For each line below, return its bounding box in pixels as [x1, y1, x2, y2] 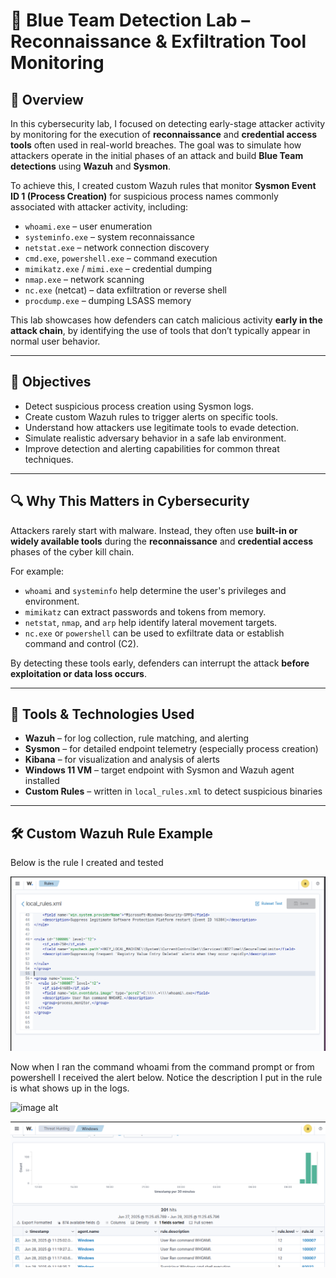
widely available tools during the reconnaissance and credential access [10, 535, 314, 547]
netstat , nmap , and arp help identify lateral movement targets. [24, 616, 278, 628]
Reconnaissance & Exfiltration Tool [10, 30, 307, 53]
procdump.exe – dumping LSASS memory [24, 295, 192, 306]
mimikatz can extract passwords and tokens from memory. [24, 605, 267, 618]
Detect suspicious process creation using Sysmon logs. [24, 400, 254, 412]
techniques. [24, 453, 74, 465]
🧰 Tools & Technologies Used [10, 706, 195, 723]
